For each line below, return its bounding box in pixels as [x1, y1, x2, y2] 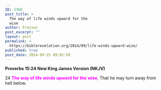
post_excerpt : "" [5, 30, 40, 35]
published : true [5, 48, 38, 53]
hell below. [5, 80, 27, 86]
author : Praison [5, 25, 38, 30]
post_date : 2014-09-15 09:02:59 [5, 52, 70, 57]
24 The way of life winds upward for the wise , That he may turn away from [5, 75, 157, 81]
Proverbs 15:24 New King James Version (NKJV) [5, 66, 105, 72]
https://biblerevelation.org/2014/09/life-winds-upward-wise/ [9, 43, 138, 48]
